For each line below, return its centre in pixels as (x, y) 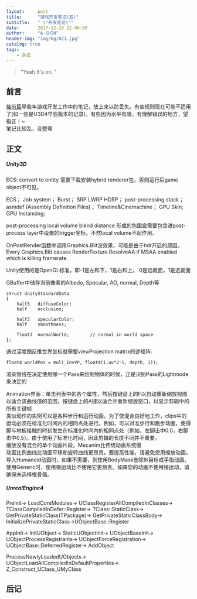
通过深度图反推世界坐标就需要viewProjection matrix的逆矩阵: (79, 351)
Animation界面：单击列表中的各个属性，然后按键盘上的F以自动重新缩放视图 (97, 393)
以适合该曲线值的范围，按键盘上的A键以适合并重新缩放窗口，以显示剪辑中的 (98, 401)
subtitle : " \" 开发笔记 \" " (40, 22)
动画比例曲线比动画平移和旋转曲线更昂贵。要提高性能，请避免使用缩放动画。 (98, 452)
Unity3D (16, 164)
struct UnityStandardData (38, 293)
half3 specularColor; (46, 319)
